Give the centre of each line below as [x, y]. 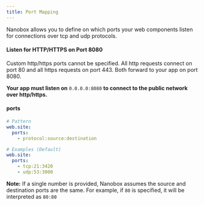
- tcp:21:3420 [35, 166]
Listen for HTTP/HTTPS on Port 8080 [54, 50]
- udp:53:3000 [35, 172]
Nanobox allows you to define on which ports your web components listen [100, 29]
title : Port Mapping [33, 12]
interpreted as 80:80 [31, 196]
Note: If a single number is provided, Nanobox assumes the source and [96, 183]
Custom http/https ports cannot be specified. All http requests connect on [99, 63]
